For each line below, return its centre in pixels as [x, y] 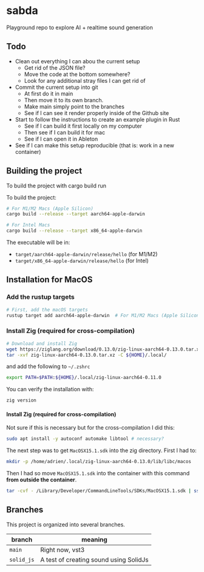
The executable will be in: [38, 242]
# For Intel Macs [28, 225]
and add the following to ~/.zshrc [48, 366]
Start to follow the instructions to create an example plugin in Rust [97, 119]
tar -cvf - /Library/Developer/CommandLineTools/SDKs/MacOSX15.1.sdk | [99, 491]
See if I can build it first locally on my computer [83, 126]
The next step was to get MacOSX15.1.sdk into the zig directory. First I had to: [102, 450]
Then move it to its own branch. [64, 100]
